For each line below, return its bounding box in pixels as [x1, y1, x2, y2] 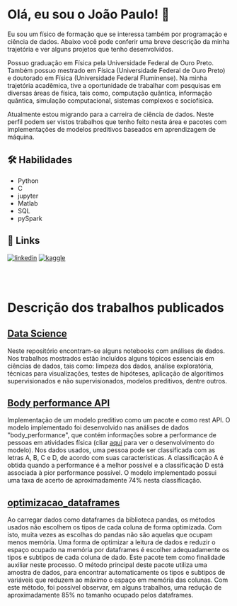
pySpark [17, 214, 42, 223]
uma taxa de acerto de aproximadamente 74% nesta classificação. [7, 476, 202, 485]
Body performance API [7, 397, 110, 409]
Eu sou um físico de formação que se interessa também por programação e [7, 30, 228, 38]
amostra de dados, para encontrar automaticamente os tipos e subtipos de [7, 568, 226, 577]
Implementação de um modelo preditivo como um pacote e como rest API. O [7, 416, 231, 425]
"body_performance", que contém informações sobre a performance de [7, 431, 217, 439]
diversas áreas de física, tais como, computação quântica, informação [7, 89, 212, 97]
